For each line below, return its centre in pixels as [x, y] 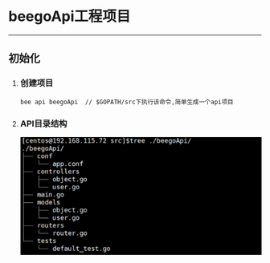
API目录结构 [43, 123]
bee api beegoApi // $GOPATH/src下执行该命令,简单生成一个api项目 [127, 102]
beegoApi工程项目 [70, 16]
